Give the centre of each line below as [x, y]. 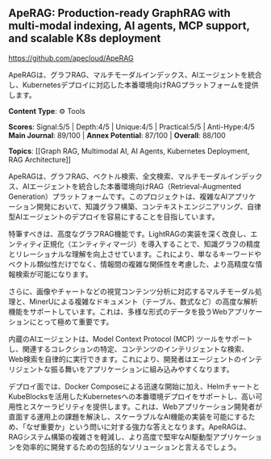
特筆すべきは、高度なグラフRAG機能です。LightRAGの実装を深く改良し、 [129, 234]
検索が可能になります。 [54, 274]
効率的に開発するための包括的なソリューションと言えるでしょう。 [131, 447]
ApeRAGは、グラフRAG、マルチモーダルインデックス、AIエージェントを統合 [135, 74]
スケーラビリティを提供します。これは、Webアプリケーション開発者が [146, 406]
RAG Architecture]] [40, 159]
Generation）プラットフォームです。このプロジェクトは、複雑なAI [118, 196]
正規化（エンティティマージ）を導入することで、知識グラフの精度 [152, 244]
